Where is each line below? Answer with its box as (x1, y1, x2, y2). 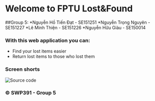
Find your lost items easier (12, 48, 67, 54)
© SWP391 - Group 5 (5, 90, 56, 97)
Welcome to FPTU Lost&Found (5, 3, 133, 14)
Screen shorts (5, 66, 40, 73)
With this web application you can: (5, 37, 91, 44)
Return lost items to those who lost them (12, 53, 95, 59)
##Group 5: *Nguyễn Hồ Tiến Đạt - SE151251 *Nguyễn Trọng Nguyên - (5, 19, 150, 25)
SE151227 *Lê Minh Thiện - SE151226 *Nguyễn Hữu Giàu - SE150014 (5, 24, 146, 30)
